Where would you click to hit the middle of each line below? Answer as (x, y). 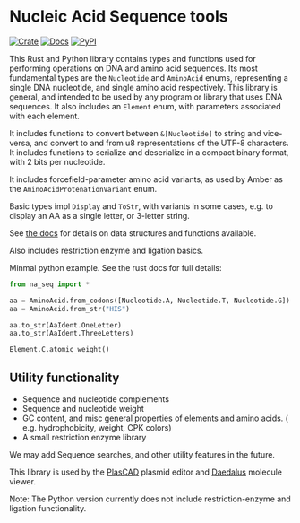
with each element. (45, 116)
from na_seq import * (50, 284)
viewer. (22, 481)
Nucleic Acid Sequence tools (119, 17)
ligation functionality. (48, 508)
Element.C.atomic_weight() (60, 350)
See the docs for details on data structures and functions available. (133, 233)
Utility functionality (64, 377)
